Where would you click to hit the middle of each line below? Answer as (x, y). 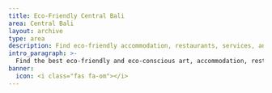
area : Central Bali (41, 23)
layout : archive (36, 31)
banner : (21, 69)
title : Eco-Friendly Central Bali (67, 16)
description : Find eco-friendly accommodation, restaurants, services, (132, 46)
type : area (27, 38)
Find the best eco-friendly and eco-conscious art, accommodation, (132, 61)
